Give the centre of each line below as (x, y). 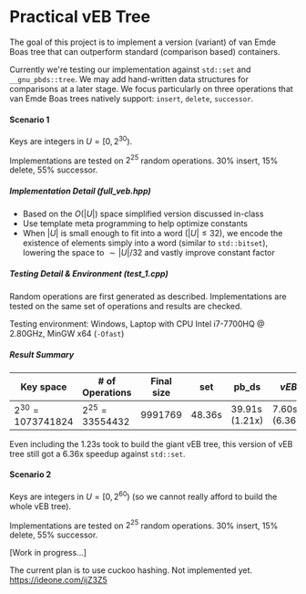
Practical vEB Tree (80, 17)
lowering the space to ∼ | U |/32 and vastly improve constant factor (148, 253)
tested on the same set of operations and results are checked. (126, 307)
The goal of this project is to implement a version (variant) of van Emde (143, 42)
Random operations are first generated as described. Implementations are (148, 297)
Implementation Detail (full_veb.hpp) (81, 191)
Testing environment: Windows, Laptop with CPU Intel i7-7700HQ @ (138, 324)
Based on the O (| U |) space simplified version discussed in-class (143, 214)
